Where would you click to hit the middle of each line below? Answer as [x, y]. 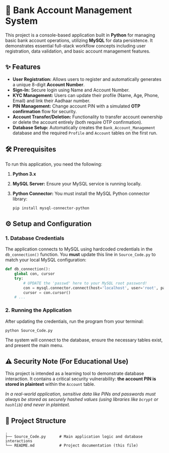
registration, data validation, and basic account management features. [78, 51]
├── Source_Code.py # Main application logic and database [74, 437]
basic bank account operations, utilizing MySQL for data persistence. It [79, 40]
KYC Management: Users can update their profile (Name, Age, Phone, [86, 95]
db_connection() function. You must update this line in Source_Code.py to [80, 255]
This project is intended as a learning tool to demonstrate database [75, 374]
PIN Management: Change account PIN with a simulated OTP [76, 106]
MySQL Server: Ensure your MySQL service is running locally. [77, 183]
